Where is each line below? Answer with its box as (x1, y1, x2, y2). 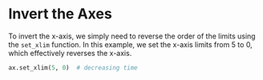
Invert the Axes (8, 5, 112, 23)
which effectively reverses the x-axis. (8, 48, 132, 58)
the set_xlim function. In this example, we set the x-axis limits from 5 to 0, (8, 39, 253, 49)
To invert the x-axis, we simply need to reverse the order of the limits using (8, 31, 256, 41)
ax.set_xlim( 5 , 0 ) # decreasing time (8, 63, 138, 72)
